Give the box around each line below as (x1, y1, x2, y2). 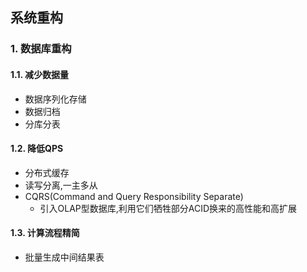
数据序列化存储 (24, 93, 87, 105)
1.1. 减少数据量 (10, 68, 70, 80)
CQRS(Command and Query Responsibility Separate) (24, 190, 244, 202)
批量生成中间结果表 (24, 251, 105, 263)
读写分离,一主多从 (24, 179, 98, 191)
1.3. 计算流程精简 (10, 227, 80, 239)
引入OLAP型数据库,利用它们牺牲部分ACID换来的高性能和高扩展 (39, 202, 298, 214)
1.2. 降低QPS (10, 143, 64, 155)
